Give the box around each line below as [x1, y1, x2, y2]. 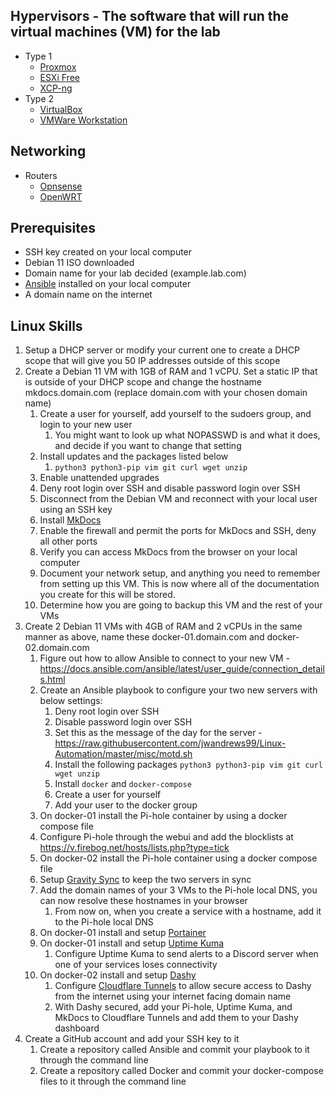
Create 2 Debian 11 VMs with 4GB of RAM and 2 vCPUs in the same [24, 620, 303, 633]
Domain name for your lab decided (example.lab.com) [24, 267, 247, 279]
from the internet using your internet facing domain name [54, 990, 292, 1003]
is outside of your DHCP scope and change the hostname [24, 376, 263, 388]
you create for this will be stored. [39, 589, 176, 601]
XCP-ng [39, 82, 73, 94]
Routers [24, 169, 58, 181]
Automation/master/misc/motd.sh [54, 748, 193, 760]
